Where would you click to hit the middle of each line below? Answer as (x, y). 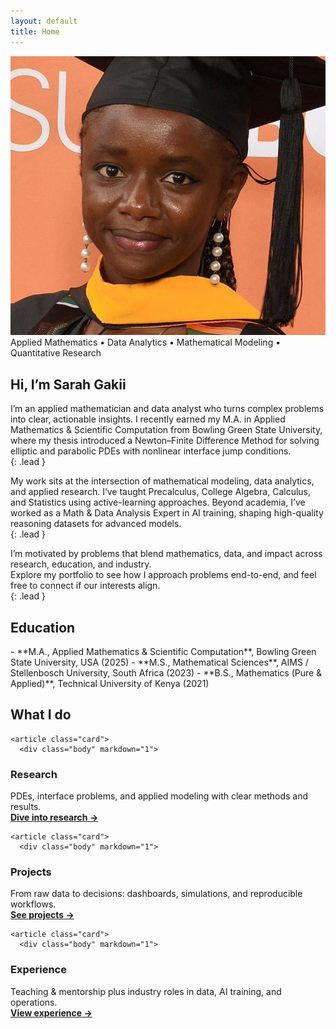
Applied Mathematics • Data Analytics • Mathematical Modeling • (146, 342)
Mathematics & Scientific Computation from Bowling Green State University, (166, 430)
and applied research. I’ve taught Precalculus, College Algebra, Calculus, (161, 492)
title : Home (35, 31)
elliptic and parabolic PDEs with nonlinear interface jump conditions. (151, 451)
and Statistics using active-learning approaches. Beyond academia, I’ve (158, 502)
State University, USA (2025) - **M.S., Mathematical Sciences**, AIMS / (159, 662)
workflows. (33, 904)
